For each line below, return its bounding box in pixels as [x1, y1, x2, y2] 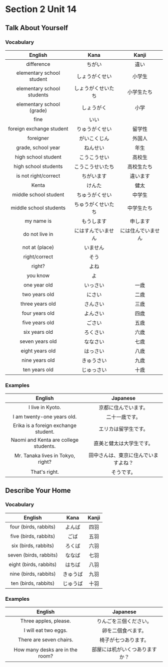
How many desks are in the [13, 646, 77, 653]
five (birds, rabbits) [10, 532, 55, 540]
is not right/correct [16, 172, 60, 179]
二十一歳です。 [106, 414, 141, 421]
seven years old [19, 338, 57, 345]
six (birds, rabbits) [11, 542, 54, 549]
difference [26, 60, 50, 67]
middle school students [10, 204, 66, 211]
